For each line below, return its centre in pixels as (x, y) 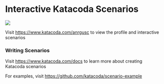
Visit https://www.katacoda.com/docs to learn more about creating (74, 61)
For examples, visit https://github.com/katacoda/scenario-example (74, 76)
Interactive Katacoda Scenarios (72, 9)
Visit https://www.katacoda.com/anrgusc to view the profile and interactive (82, 32)
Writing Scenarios (27, 50)
